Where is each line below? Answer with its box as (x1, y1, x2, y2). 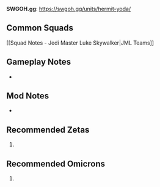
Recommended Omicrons (6, 158, 106, 169)
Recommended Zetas (6, 125, 90, 135)
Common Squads (6, 23, 73, 33)
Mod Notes (6, 91, 49, 101)
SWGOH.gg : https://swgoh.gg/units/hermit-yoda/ (6, 5, 131, 12)
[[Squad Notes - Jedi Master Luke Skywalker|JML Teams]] (6, 39, 155, 46)
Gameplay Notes (6, 57, 71, 67)
